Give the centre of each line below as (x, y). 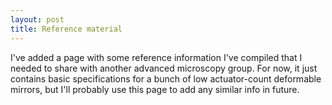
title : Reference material (66, 29)
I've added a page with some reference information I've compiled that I (156, 57)
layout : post (37, 19)
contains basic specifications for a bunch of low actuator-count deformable (166, 78)
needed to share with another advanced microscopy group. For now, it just (164, 68)
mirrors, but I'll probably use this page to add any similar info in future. (155, 89)
